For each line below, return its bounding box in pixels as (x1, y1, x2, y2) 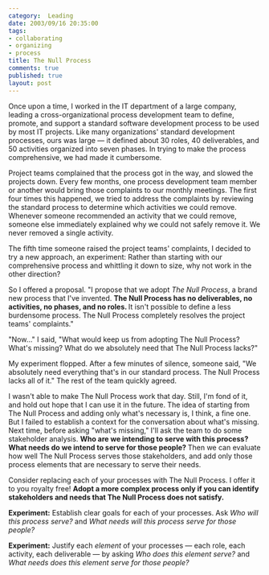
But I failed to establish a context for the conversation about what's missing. (8, 417, 259, 426)
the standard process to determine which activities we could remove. (8, 202, 237, 212)
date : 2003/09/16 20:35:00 (8, 19, 99, 27)
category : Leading (8, 11, 74, 20)
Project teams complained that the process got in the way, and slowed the (8, 168, 254, 178)
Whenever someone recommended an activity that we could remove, (8, 211, 237, 220)
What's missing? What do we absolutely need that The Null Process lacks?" (8, 343, 259, 352)
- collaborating (8, 34, 63, 43)
